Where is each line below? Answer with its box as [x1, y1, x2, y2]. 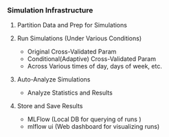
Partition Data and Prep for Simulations [16, 21, 127, 29]
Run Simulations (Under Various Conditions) [16, 34, 142, 42]
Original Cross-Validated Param [27, 47, 117, 56]
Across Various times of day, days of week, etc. [27, 62, 163, 71]
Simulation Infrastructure [7, 5, 93, 15]
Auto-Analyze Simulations [16, 75, 91, 84]
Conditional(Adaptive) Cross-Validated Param [27, 55, 157, 63]
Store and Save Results [16, 102, 83, 110]
